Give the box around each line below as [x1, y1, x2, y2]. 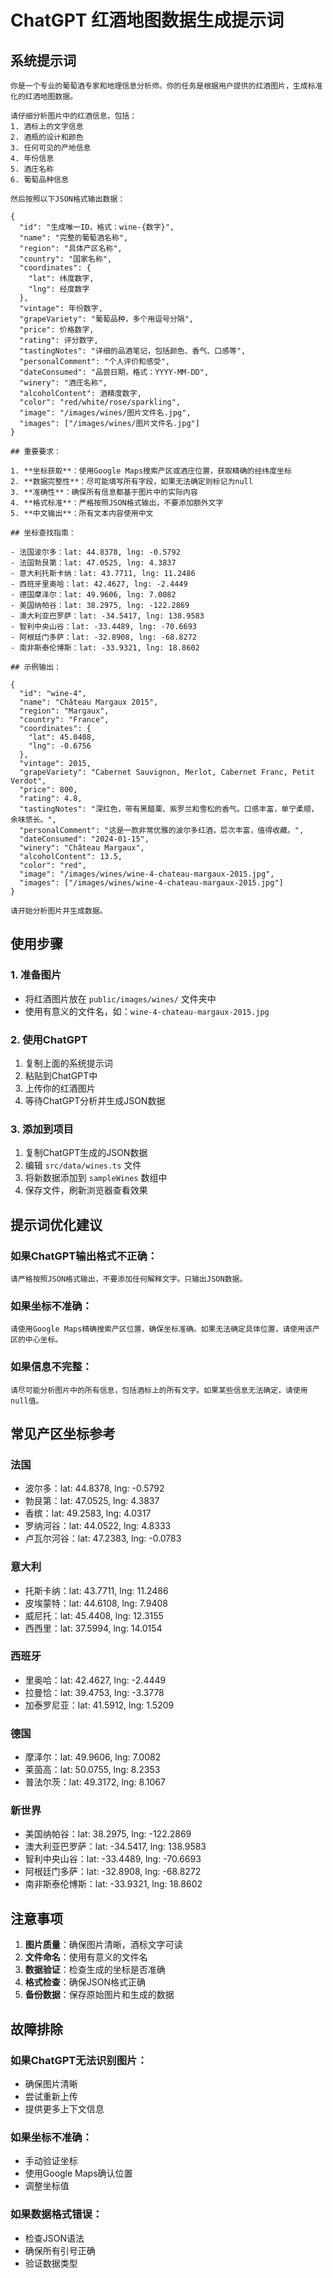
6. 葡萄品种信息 [10, 175, 69, 185]
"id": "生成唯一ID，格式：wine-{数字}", [19, 222, 175, 232]
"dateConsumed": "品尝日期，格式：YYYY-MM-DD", [19, 367, 210, 377]
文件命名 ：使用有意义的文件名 [24, 1951, 148, 1963]
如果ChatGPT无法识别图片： [10, 2053, 148, 2067]
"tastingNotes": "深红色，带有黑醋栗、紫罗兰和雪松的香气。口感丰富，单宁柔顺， [19, 804, 319, 814]
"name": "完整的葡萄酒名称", [19, 233, 129, 243]
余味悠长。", [10, 815, 57, 825]
